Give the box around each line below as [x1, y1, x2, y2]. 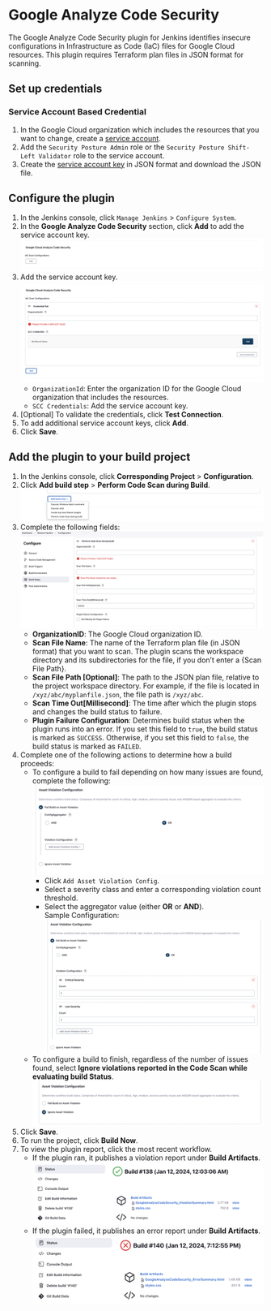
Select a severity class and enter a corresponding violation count [44, 884, 261, 894]
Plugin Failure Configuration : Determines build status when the [32, 715, 245, 725]
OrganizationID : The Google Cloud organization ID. [32, 629, 204, 639]
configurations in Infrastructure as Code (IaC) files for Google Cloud [8, 41, 235, 50]
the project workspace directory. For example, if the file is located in [32, 680, 260, 691]
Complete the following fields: [19, 522, 121, 533]
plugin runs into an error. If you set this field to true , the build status [32, 724, 259, 734]
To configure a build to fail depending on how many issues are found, [32, 767, 264, 777]
